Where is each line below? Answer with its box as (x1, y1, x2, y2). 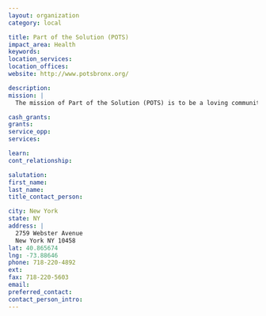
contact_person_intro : (8, 295, 83, 303)
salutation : (8, 171, 47, 179)
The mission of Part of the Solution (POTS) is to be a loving (15, 99, 228, 107)
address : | (8, 222, 44, 230)
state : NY (8, 215, 41, 223)
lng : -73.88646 (8, 251, 59, 259)
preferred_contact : (8, 288, 73, 296)
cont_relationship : (8, 156, 73, 164)
